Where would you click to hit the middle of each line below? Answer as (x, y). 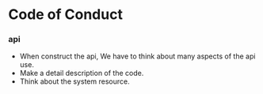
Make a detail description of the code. (82, 73)
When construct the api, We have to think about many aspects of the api (137, 56)
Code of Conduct (65, 15)
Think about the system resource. (74, 81)
